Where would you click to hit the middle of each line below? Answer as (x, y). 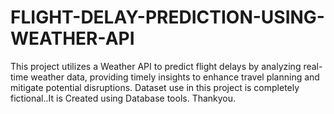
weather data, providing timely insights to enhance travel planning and (175, 77)
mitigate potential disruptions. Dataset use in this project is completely (155, 87)
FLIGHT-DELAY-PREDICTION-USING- (167, 17)
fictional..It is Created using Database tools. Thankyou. (123, 98)
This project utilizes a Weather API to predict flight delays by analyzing (156, 66)
